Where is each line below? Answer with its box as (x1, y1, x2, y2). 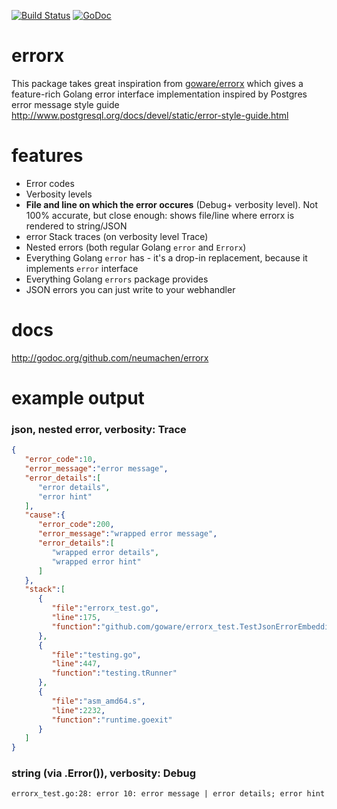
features (11, 145, 84, 167)
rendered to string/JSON (25, 220, 128, 232)
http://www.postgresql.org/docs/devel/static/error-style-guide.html (11, 109, 289, 121)
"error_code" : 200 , (37, 520, 115, 530)
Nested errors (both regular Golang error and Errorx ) (25, 241, 247, 253)
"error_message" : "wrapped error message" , (37, 529, 218, 539)
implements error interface (25, 262, 139, 274)
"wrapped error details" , (51, 547, 160, 557)
